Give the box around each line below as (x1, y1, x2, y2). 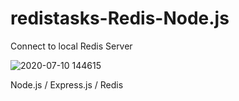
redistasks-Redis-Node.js (10, 7, 230, 30)
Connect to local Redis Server (10, 40, 133, 52)
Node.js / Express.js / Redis (10, 78, 124, 91)
